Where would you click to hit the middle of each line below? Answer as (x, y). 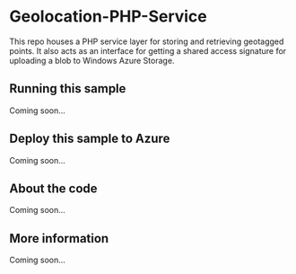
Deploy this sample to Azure (90, 139)
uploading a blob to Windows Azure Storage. (92, 60)
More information (59, 239)
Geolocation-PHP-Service (109, 17)
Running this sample (68, 88)
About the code (53, 188)
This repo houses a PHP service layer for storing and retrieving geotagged (147, 41)
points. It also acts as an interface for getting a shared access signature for (148, 50)
